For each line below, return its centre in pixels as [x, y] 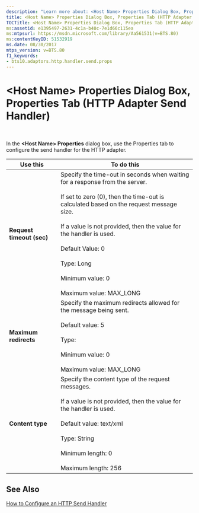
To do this [125, 165]
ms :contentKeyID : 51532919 [39, 39]
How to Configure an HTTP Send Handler [57, 504]
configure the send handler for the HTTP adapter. [66, 150]
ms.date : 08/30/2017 [32, 45]
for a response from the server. [104, 182]
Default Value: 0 [83, 248]
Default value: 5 [82, 325]
